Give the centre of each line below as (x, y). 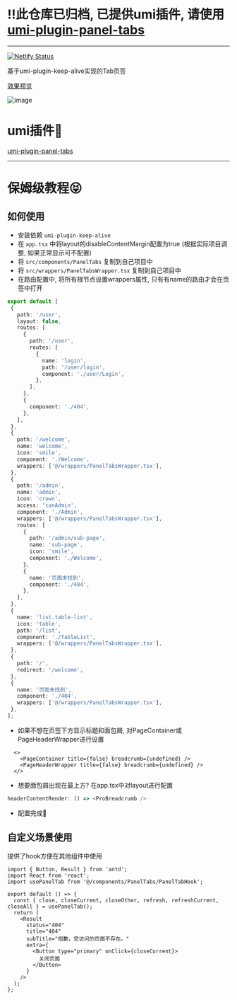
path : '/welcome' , (44, 439)
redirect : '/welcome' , (50, 669)
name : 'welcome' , (42, 447)
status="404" (45, 925)
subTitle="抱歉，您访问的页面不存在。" (78, 938)
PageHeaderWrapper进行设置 (61, 739)
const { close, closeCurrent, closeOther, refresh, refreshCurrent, (116, 900)
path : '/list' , (39, 631)
